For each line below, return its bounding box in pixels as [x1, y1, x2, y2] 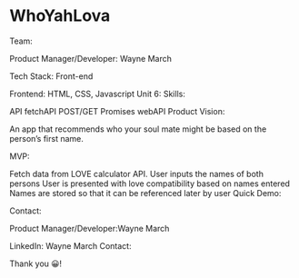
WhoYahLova [9, 5, 111, 26]
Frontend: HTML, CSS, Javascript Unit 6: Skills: [9, 88, 186, 99]
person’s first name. [9, 133, 85, 144]
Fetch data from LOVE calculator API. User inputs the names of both [9, 168, 264, 179]
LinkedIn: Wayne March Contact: [9, 240, 132, 251]
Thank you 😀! [9, 258, 62, 269]
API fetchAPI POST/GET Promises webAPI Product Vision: [9, 105, 225, 116]
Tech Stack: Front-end [9, 70, 94, 82]
